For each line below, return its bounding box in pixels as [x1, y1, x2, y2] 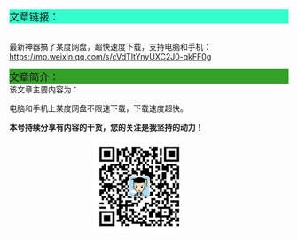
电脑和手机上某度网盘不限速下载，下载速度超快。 [9, 103, 188, 114]
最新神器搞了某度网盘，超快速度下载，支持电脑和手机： [9, 42, 211, 52]
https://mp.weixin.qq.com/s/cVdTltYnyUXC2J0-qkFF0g [9, 52, 212, 61]
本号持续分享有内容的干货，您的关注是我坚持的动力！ [9, 122, 204, 132]
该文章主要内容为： [9, 84, 80, 94]
